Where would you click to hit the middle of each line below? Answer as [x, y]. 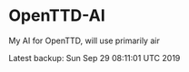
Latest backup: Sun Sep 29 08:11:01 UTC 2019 [94, 58]
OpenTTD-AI [57, 16]
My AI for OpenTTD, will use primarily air [84, 40]
